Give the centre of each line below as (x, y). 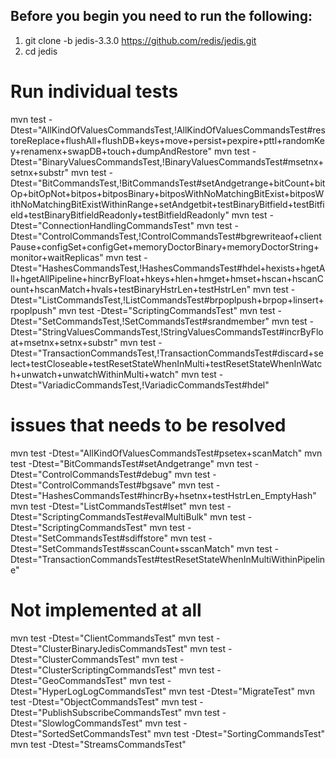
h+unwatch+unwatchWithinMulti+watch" (95, 374)
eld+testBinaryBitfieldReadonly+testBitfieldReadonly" (120, 215)
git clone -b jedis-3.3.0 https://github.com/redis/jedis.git (140, 40)
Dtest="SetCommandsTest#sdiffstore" (89, 538)
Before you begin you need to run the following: (161, 16)
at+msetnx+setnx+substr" (64, 342)
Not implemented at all (106, 610)
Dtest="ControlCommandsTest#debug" (91, 474)
